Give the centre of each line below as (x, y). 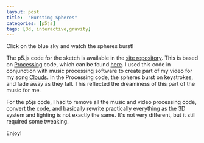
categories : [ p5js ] (31, 23)
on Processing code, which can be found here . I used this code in (89, 65)
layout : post (23, 12)
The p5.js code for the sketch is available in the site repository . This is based (102, 58)
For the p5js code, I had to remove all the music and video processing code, (101, 102)
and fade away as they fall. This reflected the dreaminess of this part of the (101, 84)
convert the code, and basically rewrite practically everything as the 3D (96, 109)
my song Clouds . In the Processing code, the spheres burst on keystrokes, (100, 77)
